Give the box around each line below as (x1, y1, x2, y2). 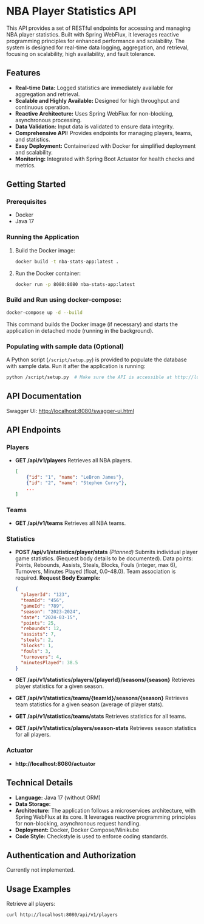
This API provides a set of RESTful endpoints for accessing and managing (6, 24, 191, 32)
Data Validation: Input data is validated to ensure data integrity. (15, 123, 174, 130)
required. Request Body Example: (15, 574, 101, 582)
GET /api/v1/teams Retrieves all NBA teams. (15, 519, 126, 527)
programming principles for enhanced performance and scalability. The (6, 37, 185, 44)
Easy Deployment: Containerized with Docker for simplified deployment (15, 142, 196, 150)
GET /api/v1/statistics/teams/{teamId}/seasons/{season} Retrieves (15, 695, 189, 702)
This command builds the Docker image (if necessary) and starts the (6, 321, 178, 328)
